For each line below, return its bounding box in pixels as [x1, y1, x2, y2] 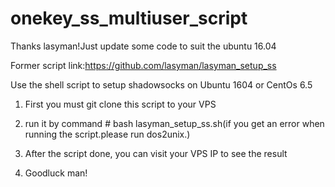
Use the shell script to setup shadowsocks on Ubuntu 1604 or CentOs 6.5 [10, 78, 313, 91]
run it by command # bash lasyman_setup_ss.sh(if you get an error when [24, 117, 325, 129]
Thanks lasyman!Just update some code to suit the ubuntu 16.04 [10, 40, 277, 52]
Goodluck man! [24, 167, 88, 179]
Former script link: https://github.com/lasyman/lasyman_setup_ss [10, 59, 277, 71]
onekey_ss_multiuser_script [10, 7, 248, 30]
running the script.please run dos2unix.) [24, 128, 191, 140]
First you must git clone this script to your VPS [24, 98, 217, 110]
